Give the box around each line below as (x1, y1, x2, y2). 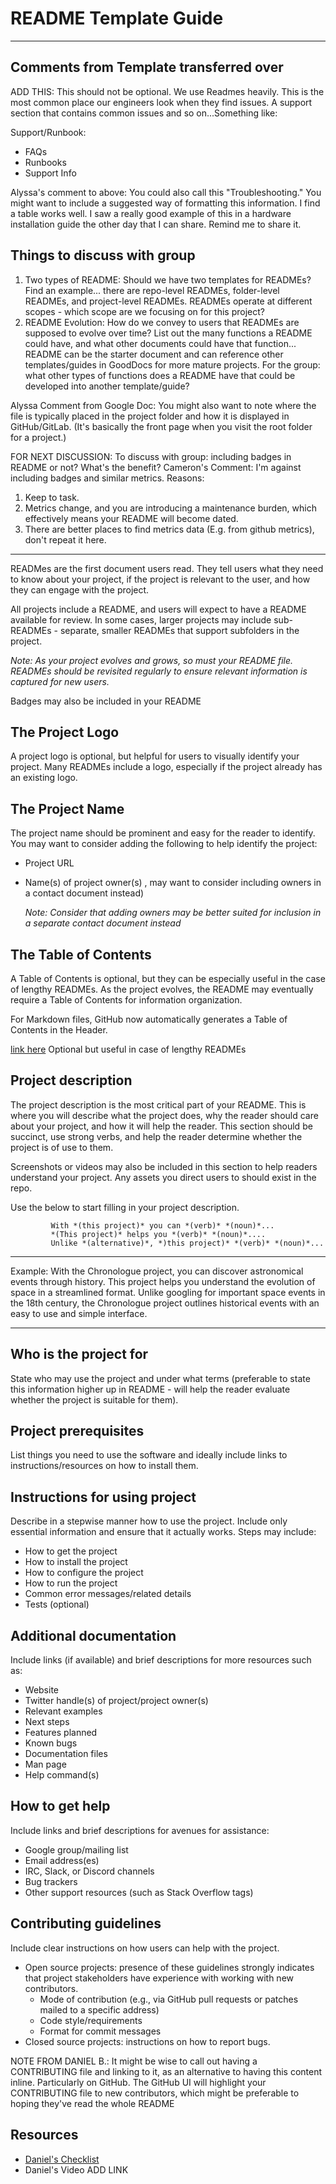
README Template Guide (10, 7, 224, 30)
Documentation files (24, 1748, 108, 1760)
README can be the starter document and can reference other (24, 348, 284, 360)
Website (24, 1684, 60, 1696)
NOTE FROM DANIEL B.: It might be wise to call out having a (10, 2055, 258, 2067)
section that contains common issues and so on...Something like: (10, 107, 278, 119)
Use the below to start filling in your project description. (10, 1201, 240, 1213)
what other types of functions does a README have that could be (24, 369, 296, 381)
